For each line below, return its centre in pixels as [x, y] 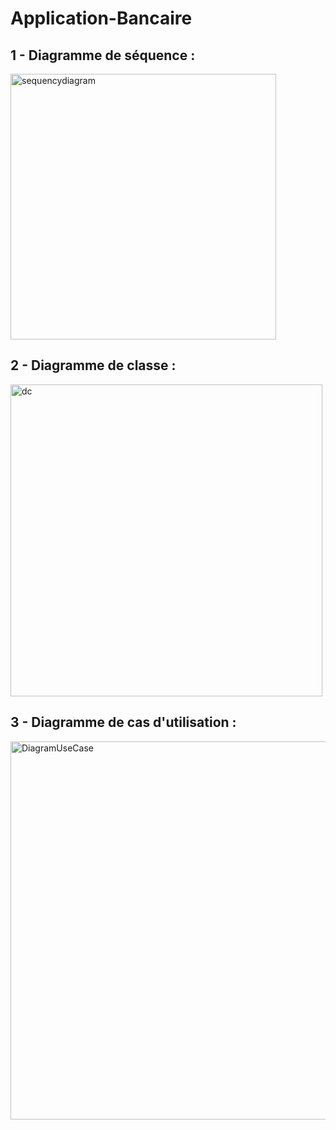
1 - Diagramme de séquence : [103, 55]
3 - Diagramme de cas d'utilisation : [123, 722]
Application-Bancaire [101, 18]
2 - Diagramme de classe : [93, 365]
